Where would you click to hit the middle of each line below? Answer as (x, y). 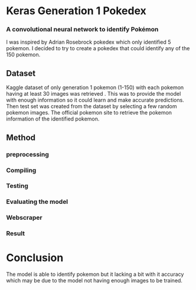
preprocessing (27, 154)
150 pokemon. (23, 55)
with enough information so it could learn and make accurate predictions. (95, 100)
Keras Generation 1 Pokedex (76, 11)
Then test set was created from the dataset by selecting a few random (92, 106)
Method (21, 137)
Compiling (21, 170)
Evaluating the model (37, 202)
